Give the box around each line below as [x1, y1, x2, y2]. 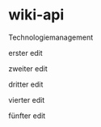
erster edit [8, 48, 43, 57]
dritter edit [8, 79, 44, 89]
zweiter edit [8, 63, 48, 74]
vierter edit [8, 95, 45, 104]
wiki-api [8, 6, 65, 24]
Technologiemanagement [8, 32, 94, 42]
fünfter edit [8, 111, 46, 121]
